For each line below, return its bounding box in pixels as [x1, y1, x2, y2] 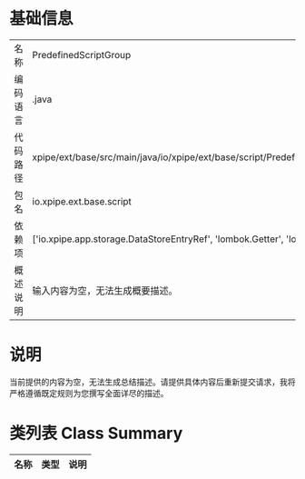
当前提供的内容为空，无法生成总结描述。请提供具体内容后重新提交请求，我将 [9, 376, 296, 387]
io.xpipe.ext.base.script [32, 195, 132, 207]
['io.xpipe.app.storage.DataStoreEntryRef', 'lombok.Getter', [32, 233, 284, 245]
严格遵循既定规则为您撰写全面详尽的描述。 [9, 387, 169, 398]
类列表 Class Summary [9, 424, 183, 444]
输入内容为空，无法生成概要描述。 [32, 284, 179, 296]
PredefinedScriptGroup [32, 48, 132, 61]
